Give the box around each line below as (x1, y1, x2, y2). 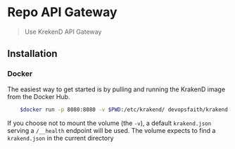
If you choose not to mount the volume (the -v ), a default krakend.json (7, 119, 212, 127)
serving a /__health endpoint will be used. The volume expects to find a (7, 126, 216, 134)
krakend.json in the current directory (7, 134, 114, 142)
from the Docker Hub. (7, 92, 70, 101)
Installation (7, 48, 58, 60)
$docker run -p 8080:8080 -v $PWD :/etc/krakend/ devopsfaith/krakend (20, 106, 229, 113)
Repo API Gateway (7, 4, 118, 20)
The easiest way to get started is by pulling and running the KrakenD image (7, 85, 226, 93)
